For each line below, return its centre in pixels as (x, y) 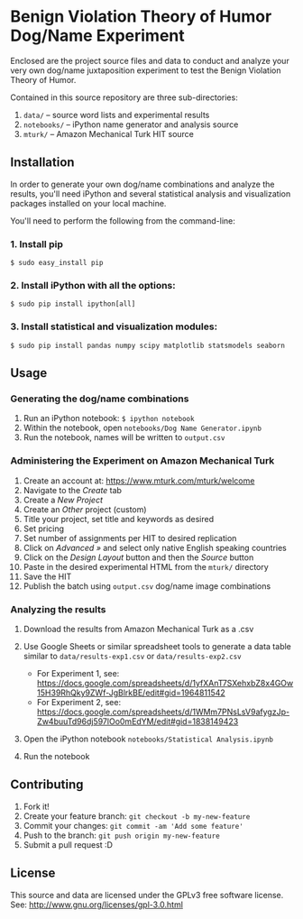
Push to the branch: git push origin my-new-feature (121, 835)
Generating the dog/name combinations (100, 399)
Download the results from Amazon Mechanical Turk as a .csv (138, 629)
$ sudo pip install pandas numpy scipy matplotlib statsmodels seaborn (147, 345)
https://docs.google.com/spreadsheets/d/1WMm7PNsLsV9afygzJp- (163, 712)
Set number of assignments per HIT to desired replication (130, 538)
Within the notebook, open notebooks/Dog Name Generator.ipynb (142, 428)
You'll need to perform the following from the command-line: (123, 221)
